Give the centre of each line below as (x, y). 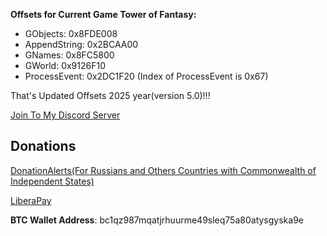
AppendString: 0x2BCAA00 (81, 44)
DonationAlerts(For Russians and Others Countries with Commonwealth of (163, 170)
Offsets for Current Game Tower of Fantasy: (103, 14)
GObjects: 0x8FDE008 (71, 33)
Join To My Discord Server (65, 115)
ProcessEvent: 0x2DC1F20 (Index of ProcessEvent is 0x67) (146, 76)
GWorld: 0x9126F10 (65, 65)
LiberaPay (31, 200)
